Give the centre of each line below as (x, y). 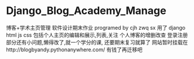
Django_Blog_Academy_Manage (86, 11)
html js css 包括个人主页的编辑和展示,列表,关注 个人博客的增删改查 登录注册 (97, 35)
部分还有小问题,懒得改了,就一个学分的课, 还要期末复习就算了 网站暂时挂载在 (97, 42)
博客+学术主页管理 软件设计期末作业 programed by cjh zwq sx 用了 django (96, 27)
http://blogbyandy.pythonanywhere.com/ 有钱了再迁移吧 (74, 49)
